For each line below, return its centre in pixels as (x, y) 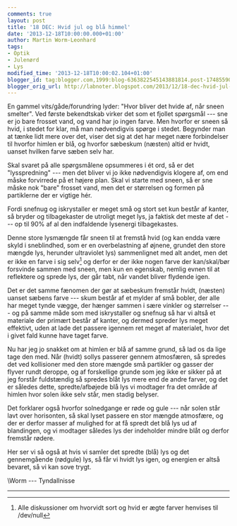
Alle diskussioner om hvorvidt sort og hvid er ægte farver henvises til (118, 508)
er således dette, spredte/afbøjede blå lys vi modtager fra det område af (113, 387)
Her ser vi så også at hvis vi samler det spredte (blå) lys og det (98, 452)
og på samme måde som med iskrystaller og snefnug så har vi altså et (114, 313)
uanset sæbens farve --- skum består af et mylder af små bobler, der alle (114, 297)
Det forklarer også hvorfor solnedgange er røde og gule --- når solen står (114, 408)
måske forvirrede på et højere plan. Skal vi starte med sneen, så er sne (110, 181)
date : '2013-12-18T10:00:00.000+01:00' (66, 34)
